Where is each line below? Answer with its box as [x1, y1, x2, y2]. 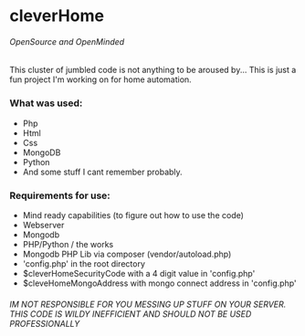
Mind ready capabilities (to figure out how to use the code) [22, 209, 245, 220]
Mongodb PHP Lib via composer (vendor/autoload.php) [22, 248, 232, 259]
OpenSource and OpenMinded [9, 36, 125, 47]
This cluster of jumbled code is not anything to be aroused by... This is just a [9, 65, 297, 76]
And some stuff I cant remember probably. [22, 166, 183, 177]
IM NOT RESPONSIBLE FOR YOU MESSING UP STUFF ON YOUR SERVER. [9, 299, 287, 310]
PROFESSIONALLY [9, 318, 80, 329]
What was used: [9, 97, 83, 110]
